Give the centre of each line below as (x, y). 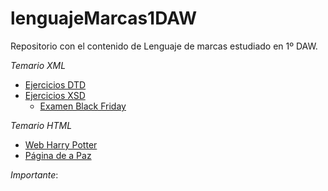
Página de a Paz (58, 155)
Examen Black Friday (83, 106)
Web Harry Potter (61, 144)
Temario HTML (41, 125)
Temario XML (38, 65)
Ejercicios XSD (55, 95)
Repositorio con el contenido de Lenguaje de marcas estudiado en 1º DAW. (164, 46)
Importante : (34, 174)
